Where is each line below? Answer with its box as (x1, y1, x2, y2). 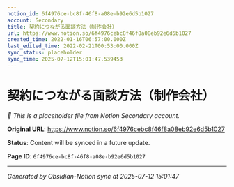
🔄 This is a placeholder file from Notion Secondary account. (7, 111, 180, 119)
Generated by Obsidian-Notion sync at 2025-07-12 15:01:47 (7, 172, 180, 180)
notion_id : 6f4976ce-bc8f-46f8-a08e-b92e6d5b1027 (7, 10, 155, 17)
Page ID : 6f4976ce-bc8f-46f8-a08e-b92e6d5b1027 (7, 151, 146, 160)
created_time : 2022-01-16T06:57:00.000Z (7, 36, 127, 43)
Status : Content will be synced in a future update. (7, 138, 150, 147)
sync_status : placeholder (7, 50, 82, 57)
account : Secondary (7, 17, 64, 24)
